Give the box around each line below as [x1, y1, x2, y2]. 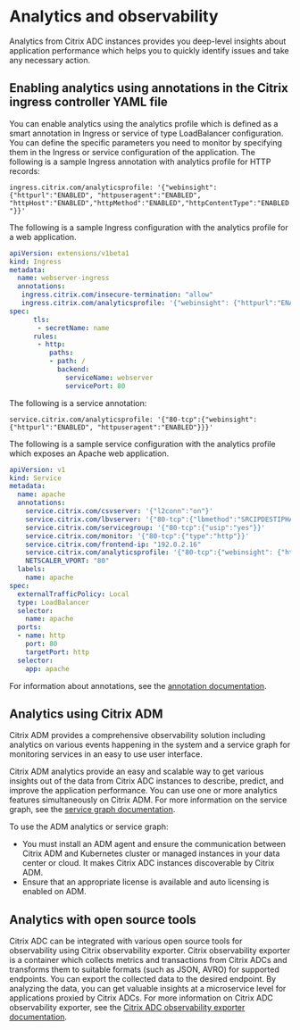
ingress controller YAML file [9, 95, 168, 110]
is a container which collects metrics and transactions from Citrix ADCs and [9, 955, 287, 966]
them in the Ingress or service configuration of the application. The [9, 146, 256, 157]
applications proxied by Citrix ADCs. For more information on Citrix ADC [9, 993, 274, 1003]
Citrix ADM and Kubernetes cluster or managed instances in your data [21, 848, 280, 859]
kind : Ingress [9, 257, 62, 266]
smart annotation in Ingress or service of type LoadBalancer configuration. [9, 128, 284, 138]
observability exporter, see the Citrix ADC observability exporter [9, 1002, 246, 1013]
